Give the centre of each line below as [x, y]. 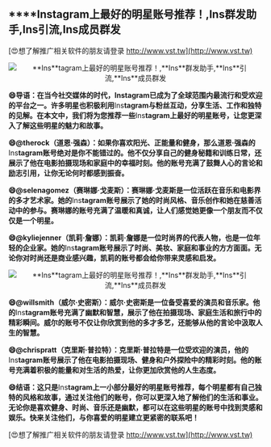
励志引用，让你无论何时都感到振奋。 [69, 173]
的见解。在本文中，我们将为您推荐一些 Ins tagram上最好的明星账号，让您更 [132, 115]
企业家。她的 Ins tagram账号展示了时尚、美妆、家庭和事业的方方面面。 [139, 247]
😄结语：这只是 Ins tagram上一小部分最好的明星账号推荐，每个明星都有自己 [132, 387]
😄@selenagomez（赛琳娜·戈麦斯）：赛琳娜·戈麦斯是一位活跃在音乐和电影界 [135, 190]
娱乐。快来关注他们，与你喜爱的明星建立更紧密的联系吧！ [104, 417]
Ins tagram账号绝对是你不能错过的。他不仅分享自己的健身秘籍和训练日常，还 [135, 153]
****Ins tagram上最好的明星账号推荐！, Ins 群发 [127, 15]
